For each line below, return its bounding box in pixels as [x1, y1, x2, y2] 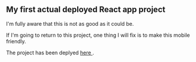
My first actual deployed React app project [6, 5, 166, 15]
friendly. [6, 37, 26, 44]
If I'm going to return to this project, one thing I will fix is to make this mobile [6, 32, 190, 39]
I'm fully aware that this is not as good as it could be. [6, 20, 134, 27]
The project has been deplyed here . [6, 49, 94, 56]
